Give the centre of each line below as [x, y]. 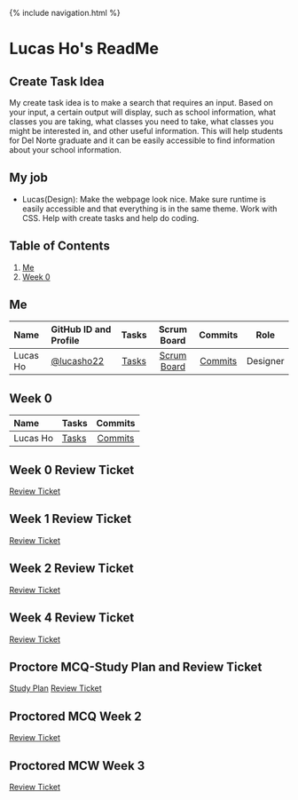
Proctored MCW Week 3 [77, 766]
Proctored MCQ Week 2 [75, 716]
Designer [266, 361]
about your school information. [65, 150]
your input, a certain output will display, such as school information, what [143, 112]
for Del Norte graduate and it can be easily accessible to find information [142, 140]
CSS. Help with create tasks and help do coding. [110, 218]
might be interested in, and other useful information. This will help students [146, 131]
